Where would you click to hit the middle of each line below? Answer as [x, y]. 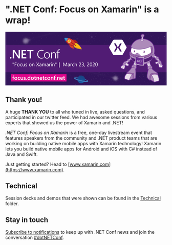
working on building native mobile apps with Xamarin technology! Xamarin [83, 144]
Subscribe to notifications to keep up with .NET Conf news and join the [80, 232]
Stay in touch [27, 220]
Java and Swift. [22, 154]
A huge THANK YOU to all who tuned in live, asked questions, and [75, 112]
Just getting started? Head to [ [38, 164]
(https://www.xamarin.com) [34, 170]
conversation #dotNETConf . [35, 237]
